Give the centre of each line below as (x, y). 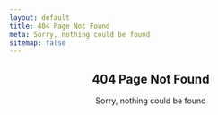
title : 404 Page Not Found (60, 26)
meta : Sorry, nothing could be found (80, 34)
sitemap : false (38, 43)
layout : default (39, 18)
